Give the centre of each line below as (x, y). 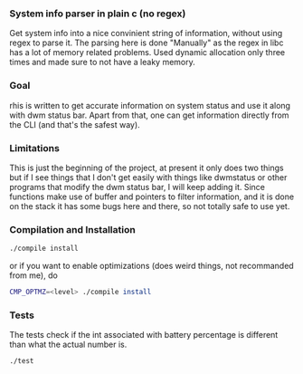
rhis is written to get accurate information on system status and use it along (150, 105)
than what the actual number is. (68, 345)
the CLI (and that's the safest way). (75, 124)
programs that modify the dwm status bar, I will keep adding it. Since (137, 187)
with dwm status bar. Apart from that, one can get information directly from (149, 115)
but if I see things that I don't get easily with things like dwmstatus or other (148, 177)
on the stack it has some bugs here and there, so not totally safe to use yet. (150, 206)
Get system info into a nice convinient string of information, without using (146, 34)
